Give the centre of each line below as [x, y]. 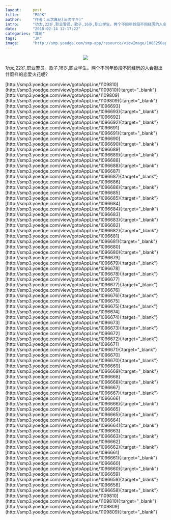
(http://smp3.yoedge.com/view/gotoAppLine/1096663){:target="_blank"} [82, 436]
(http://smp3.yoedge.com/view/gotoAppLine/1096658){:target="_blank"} [82, 490]
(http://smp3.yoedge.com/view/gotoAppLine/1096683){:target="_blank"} [82, 220]
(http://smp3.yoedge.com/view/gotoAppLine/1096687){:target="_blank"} [82, 176]
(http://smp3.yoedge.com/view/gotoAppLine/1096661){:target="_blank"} [81, 458]
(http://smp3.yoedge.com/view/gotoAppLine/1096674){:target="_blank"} [82, 317]
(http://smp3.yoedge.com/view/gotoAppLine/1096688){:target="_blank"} [82, 166]
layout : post [24, 10]
